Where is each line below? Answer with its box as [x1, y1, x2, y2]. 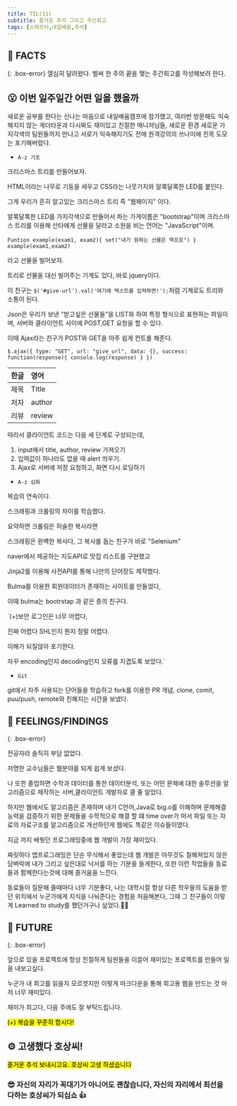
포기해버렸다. [14, 139, 51, 147]
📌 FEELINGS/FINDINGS [7, 715, 109, 728]
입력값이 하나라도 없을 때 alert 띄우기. [17, 454, 121, 463]
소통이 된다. [7, 295, 40, 303]
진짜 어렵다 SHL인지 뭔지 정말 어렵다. [7, 627, 110, 635]
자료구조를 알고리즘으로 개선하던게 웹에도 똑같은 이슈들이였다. [20, 820, 190, 829]
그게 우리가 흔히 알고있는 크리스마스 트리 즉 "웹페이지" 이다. [7, 197, 171, 206]
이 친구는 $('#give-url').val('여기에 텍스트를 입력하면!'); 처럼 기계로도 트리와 [7, 286, 224, 294]
